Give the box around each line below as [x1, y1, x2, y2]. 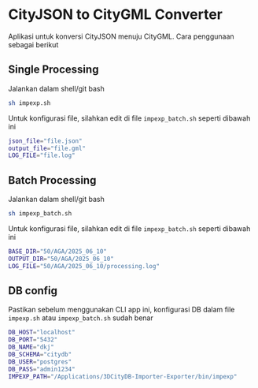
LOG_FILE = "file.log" [8, 151, 76, 159]
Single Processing [8, 63, 99, 76]
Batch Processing [8, 173, 97, 187]
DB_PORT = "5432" [8, 336, 58, 344]
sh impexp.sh [8, 99, 51, 107]
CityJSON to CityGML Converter [8, 6, 223, 24]
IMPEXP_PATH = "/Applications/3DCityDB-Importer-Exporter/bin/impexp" [8, 372, 238, 380]
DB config [8, 284, 57, 297]
